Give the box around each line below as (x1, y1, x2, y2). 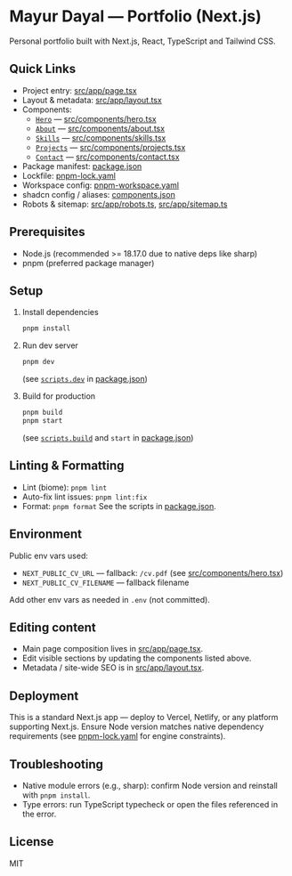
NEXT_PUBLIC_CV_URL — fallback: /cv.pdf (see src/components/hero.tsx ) (21, 567, 284, 578)
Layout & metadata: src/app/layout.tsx (21, 94, 162, 105)
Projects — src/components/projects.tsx (35, 142, 186, 152)
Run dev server (21, 340, 78, 351)
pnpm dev (21, 358, 55, 367)
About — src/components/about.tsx (35, 123, 166, 134)
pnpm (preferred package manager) (21, 257, 155, 268)
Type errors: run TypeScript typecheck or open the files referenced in (21, 799, 279, 809)
